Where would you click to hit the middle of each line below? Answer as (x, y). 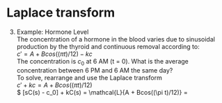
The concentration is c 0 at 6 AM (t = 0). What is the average (103, 62)
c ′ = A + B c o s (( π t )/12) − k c (54, 54)
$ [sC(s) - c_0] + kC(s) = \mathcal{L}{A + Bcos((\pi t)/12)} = (102, 92)
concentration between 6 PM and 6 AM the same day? (95, 70)
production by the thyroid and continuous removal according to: (108, 46)
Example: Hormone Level (53, 32)
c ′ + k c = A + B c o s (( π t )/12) (54, 85)
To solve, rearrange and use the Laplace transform (89, 77)
